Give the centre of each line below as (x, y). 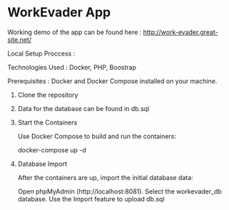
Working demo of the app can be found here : (75, 32)
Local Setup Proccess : (41, 53)
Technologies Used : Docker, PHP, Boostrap (72, 67)
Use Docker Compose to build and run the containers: (97, 136)
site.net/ (20, 39)
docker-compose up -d (52, 149)
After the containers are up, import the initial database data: (106, 177)
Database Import (42, 164)
